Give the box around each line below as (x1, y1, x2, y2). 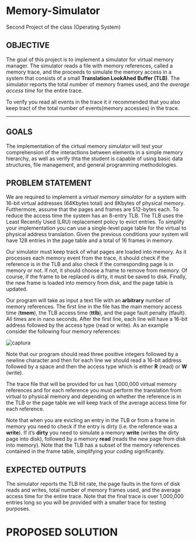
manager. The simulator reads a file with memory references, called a (6, 62, 173, 69)
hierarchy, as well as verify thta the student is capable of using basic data (6, 155, 183, 162)
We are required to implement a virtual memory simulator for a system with (6, 194, 187, 201)
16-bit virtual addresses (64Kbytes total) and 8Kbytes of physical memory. (6, 200, 185, 207)
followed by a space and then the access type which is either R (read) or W (6, 363, 187, 370)
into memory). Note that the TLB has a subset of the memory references (6, 441, 180, 448)
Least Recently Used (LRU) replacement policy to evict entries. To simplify (6, 218, 185, 226)
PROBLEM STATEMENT (6, 178, 92, 188)
